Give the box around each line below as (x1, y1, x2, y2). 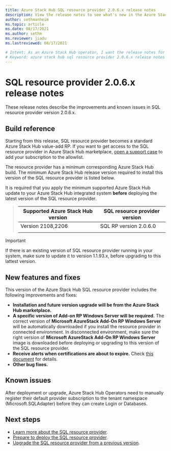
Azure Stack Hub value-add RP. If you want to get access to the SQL (5, 143, 149, 149)
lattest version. (5, 258, 37, 264)
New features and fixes (5, 273, 80, 282)
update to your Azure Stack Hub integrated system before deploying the (5, 190, 157, 196)
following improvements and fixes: (5, 292, 77, 298)
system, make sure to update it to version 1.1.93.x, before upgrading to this (5, 253, 161, 259)
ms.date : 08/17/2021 (5, 26, 49, 32)
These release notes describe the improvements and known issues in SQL (5, 104, 161, 110)
